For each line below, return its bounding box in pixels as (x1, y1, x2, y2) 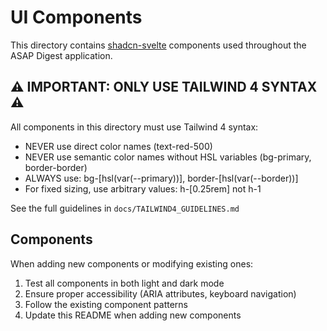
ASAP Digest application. (10, 49, 113, 61)
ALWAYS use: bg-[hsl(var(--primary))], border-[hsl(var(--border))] (24, 172, 299, 184)
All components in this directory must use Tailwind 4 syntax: (10, 121, 259, 133)
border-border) (24, 161, 88, 173)
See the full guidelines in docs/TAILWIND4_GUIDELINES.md (10, 202, 240, 214)
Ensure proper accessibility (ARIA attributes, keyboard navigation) (24, 287, 297, 300)
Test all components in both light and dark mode (24, 277, 225, 289)
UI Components (10, 6, 143, 29)
